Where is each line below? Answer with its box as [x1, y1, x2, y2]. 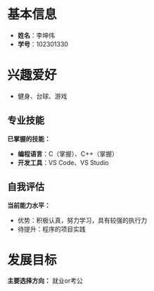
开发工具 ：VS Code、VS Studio [17, 158, 109, 166]
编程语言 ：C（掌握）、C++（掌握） [17, 149, 118, 158]
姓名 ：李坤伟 [17, 31, 55, 39]
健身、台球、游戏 [17, 92, 68, 100]
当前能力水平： [7, 201, 51, 209]
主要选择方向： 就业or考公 [7, 276, 83, 285]
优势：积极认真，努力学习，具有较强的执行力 [17, 216, 148, 224]
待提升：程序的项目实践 [17, 225, 86, 233]
